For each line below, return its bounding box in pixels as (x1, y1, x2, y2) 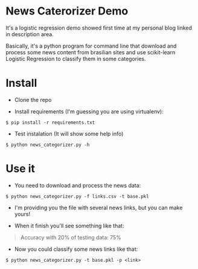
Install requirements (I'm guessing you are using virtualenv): (14, 107, 164, 115)
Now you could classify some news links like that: (14, 245, 138, 253)
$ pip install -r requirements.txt (5, 119, 95, 125)
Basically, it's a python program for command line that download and (5, 42, 177, 49)
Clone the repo (14, 96, 52, 103)
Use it (5, 162, 36, 176)
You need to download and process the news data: (14, 182, 141, 189)
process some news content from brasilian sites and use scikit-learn (5, 48, 176, 55)
